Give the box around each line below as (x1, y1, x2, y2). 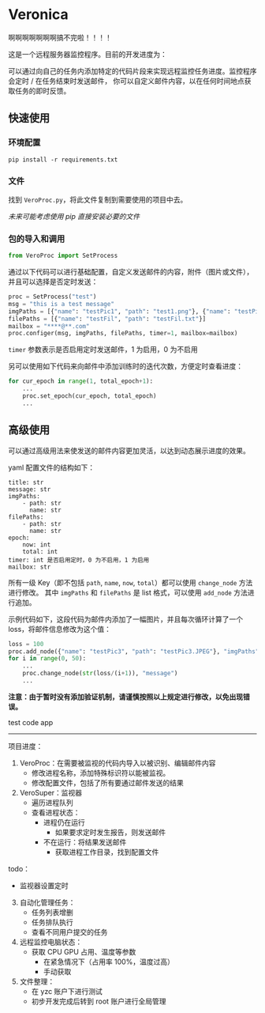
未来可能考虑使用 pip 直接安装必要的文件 (8, 211, 140, 221)
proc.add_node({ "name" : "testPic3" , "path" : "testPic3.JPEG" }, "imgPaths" (8, 647, 259, 656)
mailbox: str (8, 563, 51, 571)
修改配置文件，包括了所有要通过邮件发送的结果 (31, 777, 184, 788)
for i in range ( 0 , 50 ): (8, 655, 87, 663)
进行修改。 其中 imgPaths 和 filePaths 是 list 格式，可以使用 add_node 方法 (8, 588, 248, 597)
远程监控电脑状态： (19, 937, 83, 947)
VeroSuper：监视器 (19, 788, 83, 797)
